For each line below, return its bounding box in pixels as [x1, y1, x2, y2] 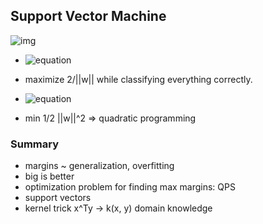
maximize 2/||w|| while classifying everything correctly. [24, 73, 253, 85]
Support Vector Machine [10, 8, 167, 25]
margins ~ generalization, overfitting [24, 160, 175, 172]
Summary [10, 137, 60, 151]
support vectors [24, 192, 92, 204]
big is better [24, 170, 75, 183]
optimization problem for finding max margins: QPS [24, 181, 236, 193]
